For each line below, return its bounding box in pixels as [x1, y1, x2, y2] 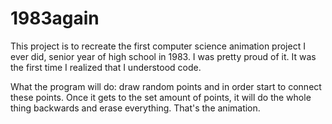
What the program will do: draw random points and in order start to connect [10, 80, 322, 92]
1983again [10, 7, 100, 30]
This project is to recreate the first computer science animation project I [10, 40, 306, 52]
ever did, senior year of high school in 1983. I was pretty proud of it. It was [10, 50, 317, 62]
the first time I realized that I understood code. [10, 61, 202, 73]
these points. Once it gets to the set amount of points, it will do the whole [10, 91, 312, 103]
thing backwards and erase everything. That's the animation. [10, 102, 261, 114]
